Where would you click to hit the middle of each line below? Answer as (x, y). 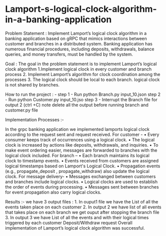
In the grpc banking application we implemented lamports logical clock (77, 129)
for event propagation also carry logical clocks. (53, 192)
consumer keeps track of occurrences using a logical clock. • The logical (80, 140)
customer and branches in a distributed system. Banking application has (79, 43)
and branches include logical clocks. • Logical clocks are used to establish (81, 182)
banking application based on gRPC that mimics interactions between (76, 39)
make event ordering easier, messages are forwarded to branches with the (81, 150)
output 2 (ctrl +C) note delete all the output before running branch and (77, 105)
